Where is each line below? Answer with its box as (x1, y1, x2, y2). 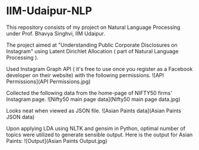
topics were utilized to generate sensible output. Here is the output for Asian (6, 131, 193, 138)
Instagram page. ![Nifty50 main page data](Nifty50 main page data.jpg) (6, 96, 181, 103)
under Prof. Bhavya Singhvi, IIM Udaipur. (6, 30, 105, 37)
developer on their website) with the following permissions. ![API (6, 71, 165, 79)
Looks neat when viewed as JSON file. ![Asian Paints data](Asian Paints (6, 107, 182, 114)
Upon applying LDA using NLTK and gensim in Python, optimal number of (6, 125, 186, 132)
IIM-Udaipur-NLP (6, 4, 92, 18)
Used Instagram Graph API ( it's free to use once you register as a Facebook (6, 65, 193, 72)
